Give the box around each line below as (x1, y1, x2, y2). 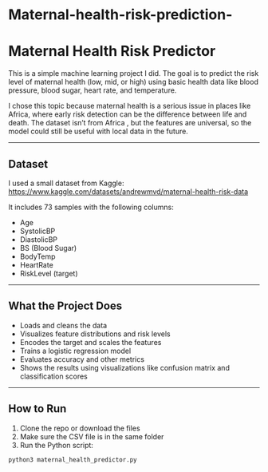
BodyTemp (19, 252, 56, 261)
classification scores (19, 371, 88, 381)
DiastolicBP (19, 234, 58, 244)
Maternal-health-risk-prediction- (8, 6, 233, 24)
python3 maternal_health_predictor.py (8, 455, 137, 464)
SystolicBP (19, 226, 56, 236)
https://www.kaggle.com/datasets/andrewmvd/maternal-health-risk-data (8, 186, 249, 196)
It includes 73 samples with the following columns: (8, 202, 174, 212)
